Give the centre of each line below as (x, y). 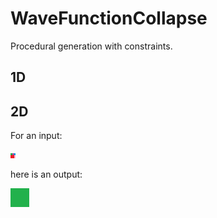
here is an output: (46, 174)
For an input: (36, 136)
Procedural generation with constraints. (91, 46)
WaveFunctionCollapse (109, 18)
